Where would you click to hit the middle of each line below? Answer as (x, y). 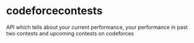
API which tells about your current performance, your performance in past (97, 27)
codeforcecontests (54, 11)
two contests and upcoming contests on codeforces (70, 33)
